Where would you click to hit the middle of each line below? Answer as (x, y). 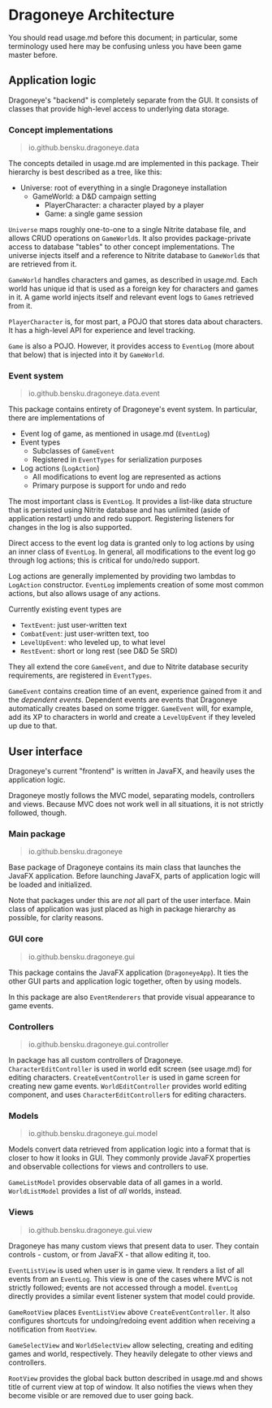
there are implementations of (57, 418)
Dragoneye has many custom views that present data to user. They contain (134, 1246)
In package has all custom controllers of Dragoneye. (96, 1060)
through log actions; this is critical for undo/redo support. (104, 560)
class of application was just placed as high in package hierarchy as (122, 909)
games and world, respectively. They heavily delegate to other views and (131, 1353)
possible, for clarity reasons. (56, 918)
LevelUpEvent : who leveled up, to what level (93, 643)
